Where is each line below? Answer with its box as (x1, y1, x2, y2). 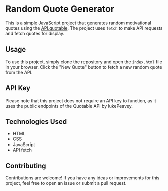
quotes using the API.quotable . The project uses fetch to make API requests (5, 25, 163, 31)
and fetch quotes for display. (5, 30, 65, 36)
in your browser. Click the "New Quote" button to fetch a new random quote (5, 64, 162, 70)
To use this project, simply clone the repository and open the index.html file (5, 59, 162, 65)
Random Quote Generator (5, 3, 115, 15)
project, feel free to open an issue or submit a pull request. (5, 180, 127, 186)
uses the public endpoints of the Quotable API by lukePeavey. (5, 103, 133, 109)
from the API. (5, 69, 33, 75)
